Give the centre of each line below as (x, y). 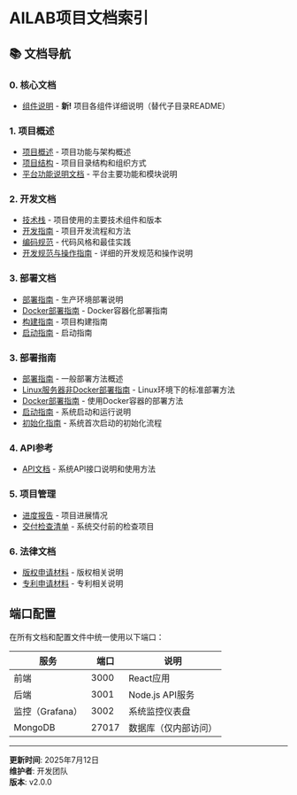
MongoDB (34, 727)
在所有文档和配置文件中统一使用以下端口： (87, 637)
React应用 (149, 678)
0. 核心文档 (33, 85)
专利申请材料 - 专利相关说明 (72, 583)
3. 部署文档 (33, 278)
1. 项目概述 (32, 131)
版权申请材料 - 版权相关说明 (72, 572)
